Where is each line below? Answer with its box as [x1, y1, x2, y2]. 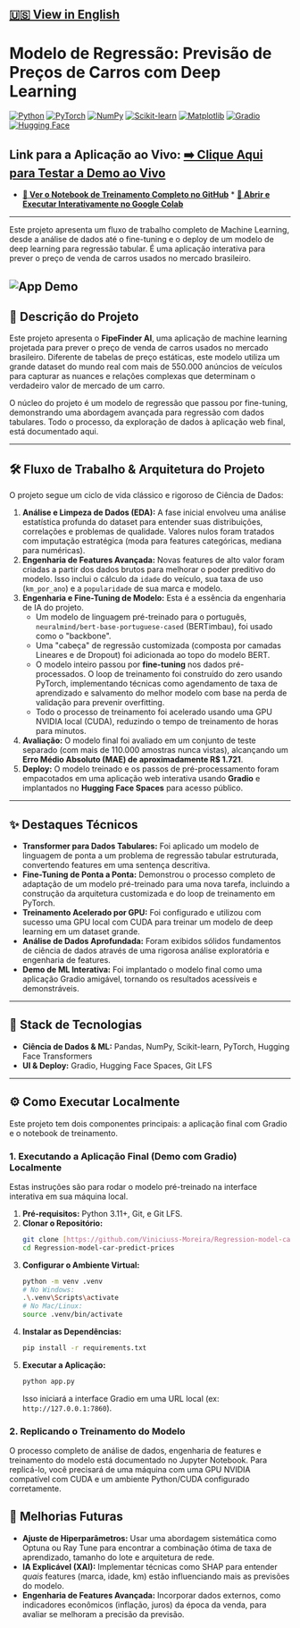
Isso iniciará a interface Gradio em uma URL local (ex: [21, 1393, 220, 1404]
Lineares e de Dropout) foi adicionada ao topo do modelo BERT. [35, 650, 271, 661]
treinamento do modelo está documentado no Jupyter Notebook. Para [9, 1455, 268, 1465]
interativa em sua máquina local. [9, 1191, 129, 1202]
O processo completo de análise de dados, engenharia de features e [9, 1446, 262, 1456]
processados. [35, 669, 87, 679]
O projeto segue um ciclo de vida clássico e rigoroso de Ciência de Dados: [9, 490, 284, 501]
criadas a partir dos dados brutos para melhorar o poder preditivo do [21, 564, 276, 575]
